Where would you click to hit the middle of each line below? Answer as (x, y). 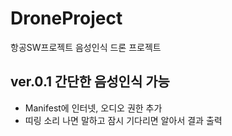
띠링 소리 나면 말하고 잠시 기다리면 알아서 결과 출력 (123, 120)
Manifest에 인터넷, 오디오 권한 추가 (93, 108)
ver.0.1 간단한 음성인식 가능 (90, 82)
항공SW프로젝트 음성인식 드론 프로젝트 (86, 47)
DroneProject (66, 18)
